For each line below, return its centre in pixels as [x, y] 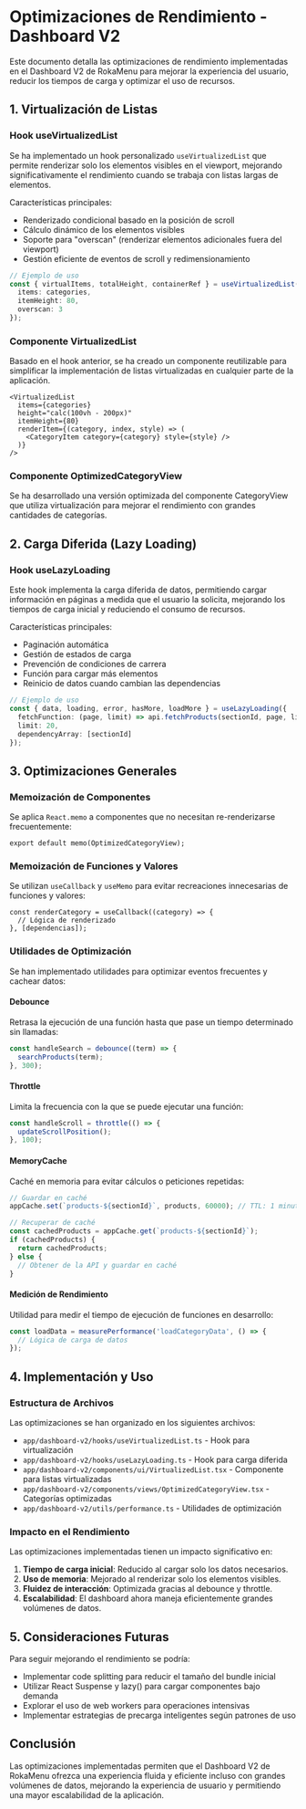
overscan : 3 [41, 309]
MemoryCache [38, 1160]
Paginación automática [66, 644]
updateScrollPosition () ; [65, 1132]
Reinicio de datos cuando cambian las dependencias [122, 684]
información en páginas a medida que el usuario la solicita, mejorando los [148, 600]
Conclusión [43, 1744]
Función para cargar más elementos [90, 674]
